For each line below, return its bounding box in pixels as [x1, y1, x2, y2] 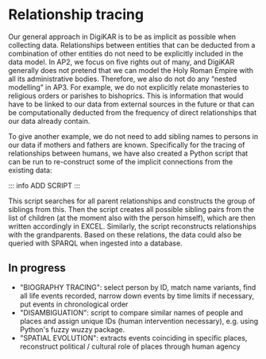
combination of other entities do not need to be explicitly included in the [8, 48, 244, 58]
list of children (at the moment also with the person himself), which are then [8, 213, 256, 222]
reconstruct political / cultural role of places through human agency [19, 342, 241, 351]
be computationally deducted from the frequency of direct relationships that [8, 107, 257, 117]
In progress [8, 261, 66, 275]
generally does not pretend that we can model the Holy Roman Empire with [8, 65, 254, 75]
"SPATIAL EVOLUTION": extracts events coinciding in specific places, [19, 333, 248, 342]
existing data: [8, 165, 53, 175]
